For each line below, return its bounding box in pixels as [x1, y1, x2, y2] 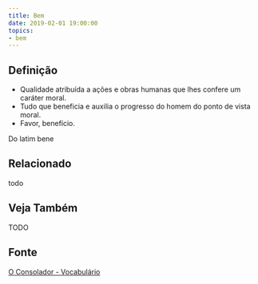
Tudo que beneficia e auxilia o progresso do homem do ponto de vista [19, 101, 251, 112]
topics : [8, 26, 34, 34]
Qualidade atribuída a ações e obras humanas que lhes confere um [19, 85, 241, 94]
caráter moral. [19, 93, 66, 103]
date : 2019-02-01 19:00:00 [8, 19, 98, 27]
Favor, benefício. [19, 119, 76, 128]
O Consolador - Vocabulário [8, 266, 101, 276]
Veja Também [8, 201, 78, 215]
